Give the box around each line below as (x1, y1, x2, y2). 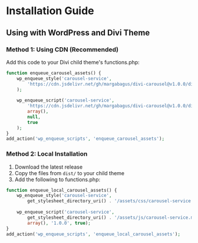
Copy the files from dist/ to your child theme (14, 169, 125, 176)
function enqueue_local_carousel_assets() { (6, 187, 117, 193)
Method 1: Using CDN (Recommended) (6, 45, 119, 54)
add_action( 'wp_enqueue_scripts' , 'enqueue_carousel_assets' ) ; (6, 136, 165, 142)
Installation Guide (6, 4, 94, 18)
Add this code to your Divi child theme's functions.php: (6, 58, 140, 65)
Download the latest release (14, 163, 83, 170)
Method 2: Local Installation (6, 150, 88, 158)
